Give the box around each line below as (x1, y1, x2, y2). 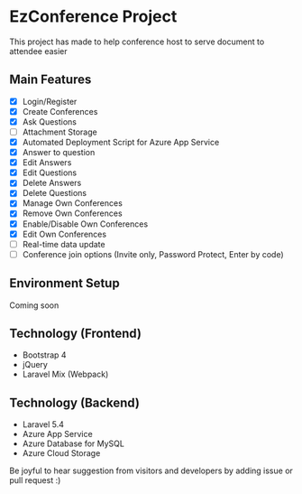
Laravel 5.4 (22, 419, 65, 430)
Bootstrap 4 (22, 350, 67, 360)
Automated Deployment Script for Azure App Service (22, 137, 220, 147)
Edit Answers (22, 157, 72, 168)
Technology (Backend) (9, 395, 140, 410)
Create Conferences (22, 106, 98, 117)
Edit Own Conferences (22, 228, 106, 239)
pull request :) (9, 475, 61, 486)
